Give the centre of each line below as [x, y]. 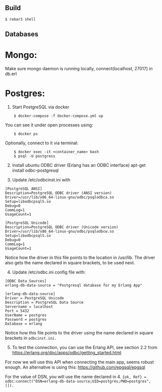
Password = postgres [26, 320]
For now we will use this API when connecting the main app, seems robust [80, 362]
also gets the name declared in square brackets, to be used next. [70, 263]
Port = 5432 [17, 311]
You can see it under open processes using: [49, 125]
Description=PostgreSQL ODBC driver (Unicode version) [62, 227]
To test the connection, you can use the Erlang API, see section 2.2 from [85, 348]
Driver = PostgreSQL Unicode [35, 298]
